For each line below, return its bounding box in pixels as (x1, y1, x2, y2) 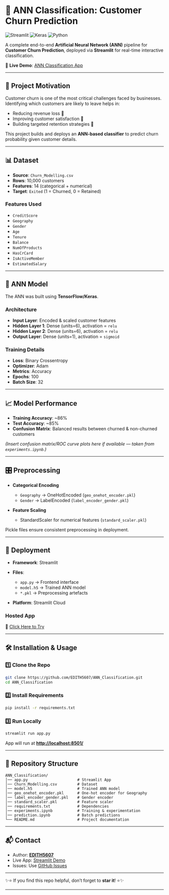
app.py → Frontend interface (20, 579, 79, 585)
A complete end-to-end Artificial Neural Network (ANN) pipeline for (5, 41, 147, 47)
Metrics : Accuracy (12, 368, 52, 374)
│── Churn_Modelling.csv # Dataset (5, 781, 98, 787)
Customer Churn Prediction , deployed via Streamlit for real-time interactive (5, 47, 163, 53)
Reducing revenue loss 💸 (12, 110, 64, 116)
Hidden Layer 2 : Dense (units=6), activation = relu (12, 328, 118, 334)
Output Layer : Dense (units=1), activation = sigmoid (12, 333, 120, 339)
